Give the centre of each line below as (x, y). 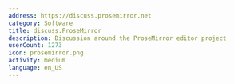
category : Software (41, 23)
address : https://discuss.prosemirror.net (80, 16)
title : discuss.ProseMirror (55, 30)
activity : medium (37, 61)
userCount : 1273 (35, 46)
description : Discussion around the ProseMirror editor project (117, 38)
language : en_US (35, 68)
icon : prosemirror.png (46, 53)
